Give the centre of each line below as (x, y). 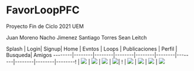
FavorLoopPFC (43, 10)
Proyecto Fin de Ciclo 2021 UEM (45, 26)
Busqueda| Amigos (29, 55)
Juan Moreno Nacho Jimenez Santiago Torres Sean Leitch (76, 37)
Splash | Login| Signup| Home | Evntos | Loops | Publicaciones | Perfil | (92, 49)
